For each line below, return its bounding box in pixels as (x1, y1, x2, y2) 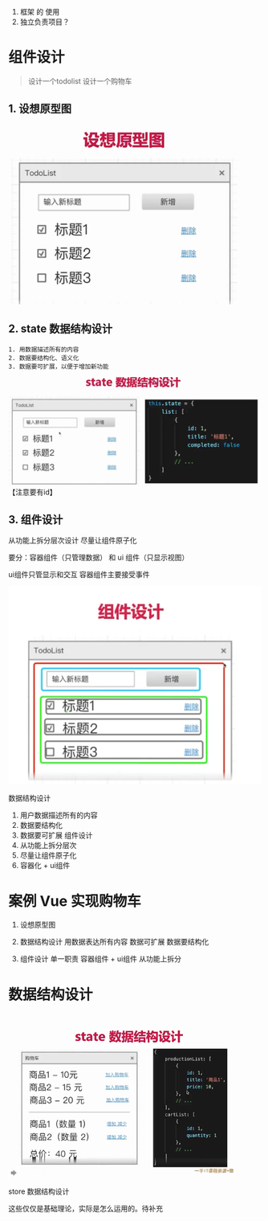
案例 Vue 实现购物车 (8, 891, 142, 910)
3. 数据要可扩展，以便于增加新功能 (8, 363, 109, 371)
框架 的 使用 (19, 7, 60, 16)
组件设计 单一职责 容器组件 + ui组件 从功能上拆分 (19, 954, 182, 964)
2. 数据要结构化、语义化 (8, 354, 79, 362)
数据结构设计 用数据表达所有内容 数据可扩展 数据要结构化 (19, 937, 209, 947)
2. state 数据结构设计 (8, 322, 113, 336)
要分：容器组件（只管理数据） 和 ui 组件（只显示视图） (8, 553, 189, 563)
